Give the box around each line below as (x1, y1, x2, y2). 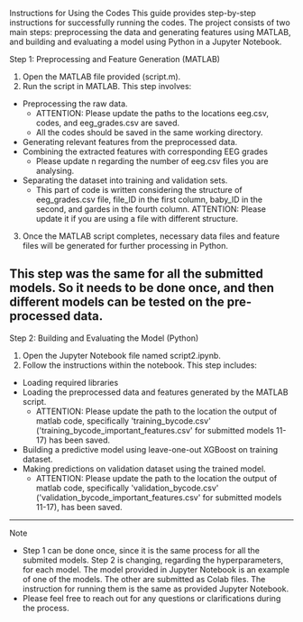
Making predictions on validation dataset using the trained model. (22, 463, 266, 474)
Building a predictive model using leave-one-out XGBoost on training (22, 444, 279, 454)
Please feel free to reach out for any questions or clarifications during (22, 592, 281, 603)
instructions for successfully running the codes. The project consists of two (9, 17, 290, 28)
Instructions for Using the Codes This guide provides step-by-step (9, 8, 257, 18)
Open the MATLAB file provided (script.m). (22, 71, 181, 82)
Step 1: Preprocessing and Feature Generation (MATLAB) (9, 54, 221, 64)
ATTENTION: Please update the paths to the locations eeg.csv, (35, 108, 269, 118)
